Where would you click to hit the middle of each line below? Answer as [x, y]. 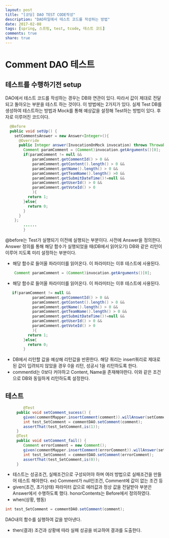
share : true [18, 38]
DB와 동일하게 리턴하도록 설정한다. [56, 378]
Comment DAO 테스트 [50, 65]
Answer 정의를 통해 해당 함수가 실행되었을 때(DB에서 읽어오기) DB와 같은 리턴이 [84, 246]
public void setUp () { [33, 131]
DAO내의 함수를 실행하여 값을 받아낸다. [44, 520]
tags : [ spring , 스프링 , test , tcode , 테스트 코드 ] [55, 29]
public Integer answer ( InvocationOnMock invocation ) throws [83, 145]
